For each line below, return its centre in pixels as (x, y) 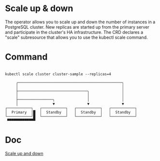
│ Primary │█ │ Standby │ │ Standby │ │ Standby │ (71, 112)
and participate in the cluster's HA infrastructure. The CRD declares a (74, 32)
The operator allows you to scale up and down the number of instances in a (80, 22)
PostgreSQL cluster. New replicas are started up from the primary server (77, 27)
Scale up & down (39, 8)
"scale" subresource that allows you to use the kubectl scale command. (77, 37)
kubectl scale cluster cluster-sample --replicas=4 (58, 74)
